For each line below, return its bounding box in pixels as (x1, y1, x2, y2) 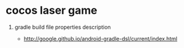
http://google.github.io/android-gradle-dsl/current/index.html (23, 35, 178, 42)
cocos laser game (5, 4, 98, 17)
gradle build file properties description (14, 23, 111, 31)
